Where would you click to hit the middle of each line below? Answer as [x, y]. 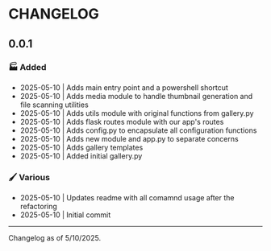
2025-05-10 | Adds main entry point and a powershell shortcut [124, 87]
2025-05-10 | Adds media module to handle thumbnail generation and [136, 96]
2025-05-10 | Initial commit [65, 215]
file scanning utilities [54, 105]
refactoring [39, 207]
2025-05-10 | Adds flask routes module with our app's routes [122, 121]
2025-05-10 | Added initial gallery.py [81, 156]
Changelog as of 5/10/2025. [55, 238]
